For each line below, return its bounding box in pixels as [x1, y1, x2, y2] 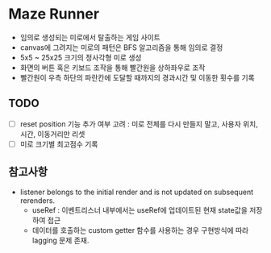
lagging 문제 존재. [31, 235, 90, 245]
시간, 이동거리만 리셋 [19, 129, 85, 139]
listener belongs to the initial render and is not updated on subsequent [19, 187, 254, 197]
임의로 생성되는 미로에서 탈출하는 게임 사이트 [19, 32, 161, 42]
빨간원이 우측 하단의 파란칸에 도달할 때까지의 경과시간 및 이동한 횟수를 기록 [19, 73, 256, 82]
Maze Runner [8, 5, 99, 23]
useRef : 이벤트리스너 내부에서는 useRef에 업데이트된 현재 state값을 [31, 205, 248, 214]
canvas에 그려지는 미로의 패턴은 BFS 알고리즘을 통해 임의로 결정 [19, 42, 223, 52]
